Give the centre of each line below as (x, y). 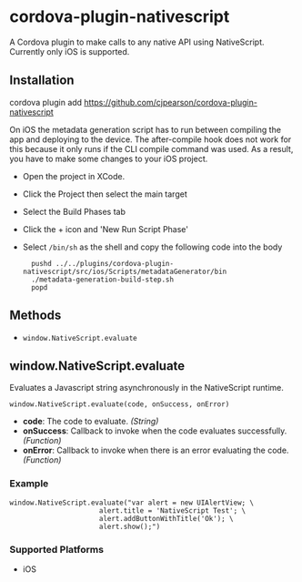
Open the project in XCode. (74, 176)
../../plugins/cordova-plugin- (115, 263)
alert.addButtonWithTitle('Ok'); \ (166, 518)
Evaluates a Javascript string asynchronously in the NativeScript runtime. (146, 388)
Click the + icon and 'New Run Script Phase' (106, 229)
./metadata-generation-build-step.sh (103, 280)
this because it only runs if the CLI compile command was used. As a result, (151, 148)
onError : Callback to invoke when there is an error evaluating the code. (156, 450)
